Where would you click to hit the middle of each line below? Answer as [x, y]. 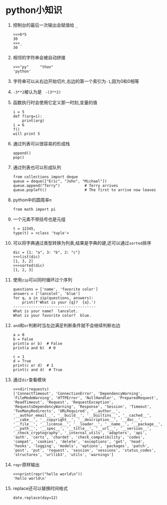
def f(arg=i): [27, 116]
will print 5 [26, 134]
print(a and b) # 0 [34, 348]
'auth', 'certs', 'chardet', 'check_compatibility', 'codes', [79, 437]
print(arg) [33, 120]
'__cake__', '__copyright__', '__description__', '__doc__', [78, 420]
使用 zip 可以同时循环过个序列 [43, 280]
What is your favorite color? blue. [52, 315]
